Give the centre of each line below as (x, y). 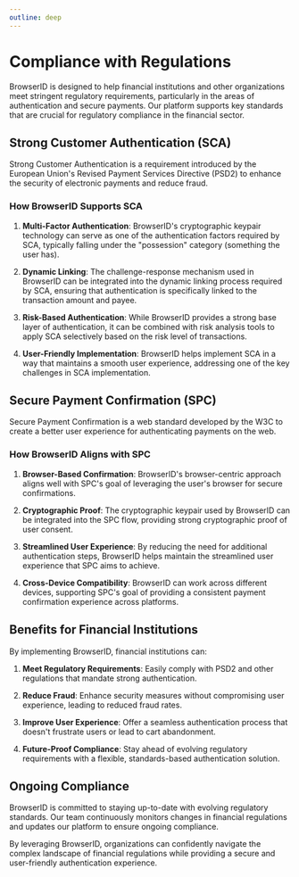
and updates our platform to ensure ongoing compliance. (114, 827)
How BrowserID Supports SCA (76, 206)
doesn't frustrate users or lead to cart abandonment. (119, 732)
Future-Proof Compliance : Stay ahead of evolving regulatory (135, 749)
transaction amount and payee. (79, 300)
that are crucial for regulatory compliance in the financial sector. (127, 115)
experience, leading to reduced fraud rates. (102, 705)
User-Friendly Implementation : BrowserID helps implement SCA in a (149, 353)
